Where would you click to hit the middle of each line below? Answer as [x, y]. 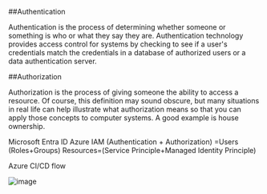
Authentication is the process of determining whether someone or [117, 27]
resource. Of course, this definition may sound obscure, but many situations [134, 101]
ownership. [27, 126]
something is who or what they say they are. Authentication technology [126, 36]
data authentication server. [53, 61]
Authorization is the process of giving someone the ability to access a [123, 92]
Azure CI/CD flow [37, 166]
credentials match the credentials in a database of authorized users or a [127, 53]
